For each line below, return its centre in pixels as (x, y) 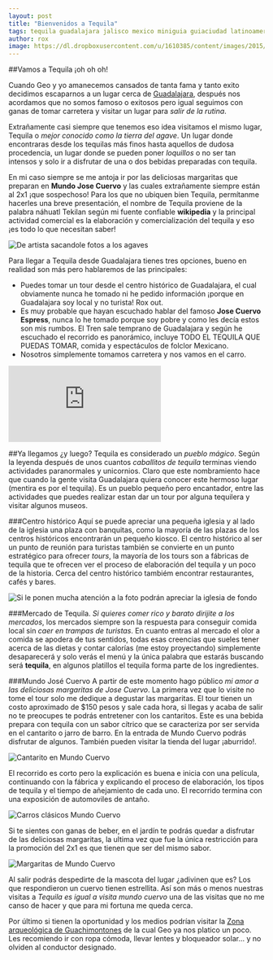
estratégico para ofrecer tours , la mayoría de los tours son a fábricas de (129, 556)
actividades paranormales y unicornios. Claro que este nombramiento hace (134, 471)
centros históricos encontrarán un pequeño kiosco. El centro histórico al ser (135, 539)
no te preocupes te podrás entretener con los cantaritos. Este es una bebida (136, 716)
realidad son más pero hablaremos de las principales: (98, 270)
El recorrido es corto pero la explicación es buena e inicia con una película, (134, 774)
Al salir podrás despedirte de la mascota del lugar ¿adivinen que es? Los (130, 879)
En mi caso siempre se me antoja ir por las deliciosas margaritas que (123, 178)
